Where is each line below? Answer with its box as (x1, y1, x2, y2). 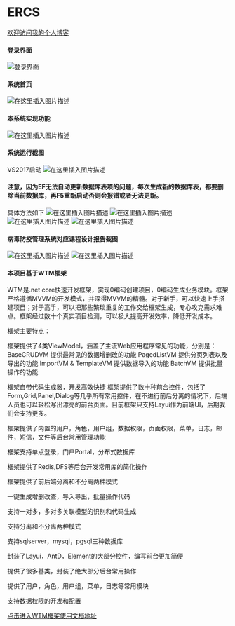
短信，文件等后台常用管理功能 (19, 433, 106, 442)
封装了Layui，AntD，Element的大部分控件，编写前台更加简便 (7, 552, 184, 561)
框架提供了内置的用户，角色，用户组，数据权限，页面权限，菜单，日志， (7, 424, 216, 433)
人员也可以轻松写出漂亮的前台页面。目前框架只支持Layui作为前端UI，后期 (7, 400, 220, 409)
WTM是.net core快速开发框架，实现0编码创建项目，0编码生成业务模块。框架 (7, 285, 229, 294)
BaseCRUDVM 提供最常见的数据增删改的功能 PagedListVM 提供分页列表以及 (7, 351, 228, 359)
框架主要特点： (7, 327, 51, 335)
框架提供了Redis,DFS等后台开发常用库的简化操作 (7, 463, 148, 471)
